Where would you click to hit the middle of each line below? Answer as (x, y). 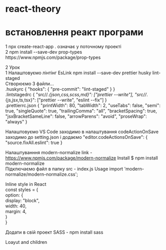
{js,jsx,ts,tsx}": (21, 100)
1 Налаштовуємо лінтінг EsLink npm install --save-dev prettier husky (78, 73)
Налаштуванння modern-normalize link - (49, 153)
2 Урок (13, 68)
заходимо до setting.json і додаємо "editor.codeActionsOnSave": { (77, 137)
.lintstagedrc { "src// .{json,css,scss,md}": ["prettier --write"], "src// (76, 95)
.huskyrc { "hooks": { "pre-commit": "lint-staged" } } (60, 89)
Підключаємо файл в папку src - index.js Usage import (64, 169)
